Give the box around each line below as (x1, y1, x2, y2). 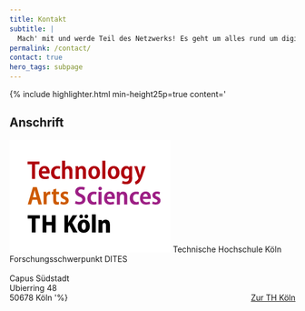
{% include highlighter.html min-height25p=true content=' (9, 89, 227, 99)
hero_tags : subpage (9, 63, 84, 72)
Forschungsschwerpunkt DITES (9, 253, 128, 264)
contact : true (9, 53, 64, 63)
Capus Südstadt (9, 273, 70, 284)
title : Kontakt (9, 15, 67, 24)
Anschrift (9, 115, 64, 131)
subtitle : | (9, 24, 54, 34)
